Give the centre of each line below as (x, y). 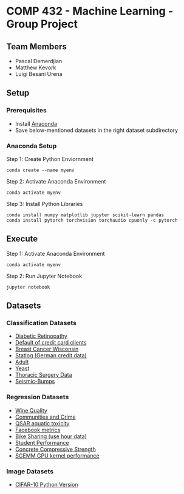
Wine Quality (31, 410)
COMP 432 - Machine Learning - (90, 11)
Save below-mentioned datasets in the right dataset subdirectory (96, 130)
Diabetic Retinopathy (41, 336)
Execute (22, 239)
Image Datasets (30, 471)
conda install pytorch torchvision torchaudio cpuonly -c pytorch (92, 220)
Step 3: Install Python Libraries (45, 204)
